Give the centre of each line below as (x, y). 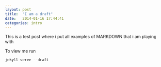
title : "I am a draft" (29, 14)
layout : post (18, 9)
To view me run (21, 51)
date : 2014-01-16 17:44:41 (34, 18)
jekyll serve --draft (27, 60)
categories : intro (24, 23)
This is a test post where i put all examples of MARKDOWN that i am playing (81, 37)
